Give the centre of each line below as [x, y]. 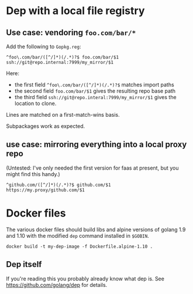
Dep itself [24, 264]
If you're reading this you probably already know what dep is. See [85, 278]
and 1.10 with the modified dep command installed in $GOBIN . [77, 235]
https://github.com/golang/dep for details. [57, 285]
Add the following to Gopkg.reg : [44, 46]
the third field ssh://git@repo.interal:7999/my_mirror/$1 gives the [95, 97]
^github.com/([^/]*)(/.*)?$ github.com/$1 [58, 185]
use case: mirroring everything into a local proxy [96, 145]
